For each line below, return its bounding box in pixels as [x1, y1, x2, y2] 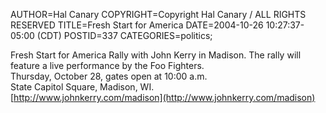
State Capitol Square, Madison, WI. [10, 81, 155, 93]
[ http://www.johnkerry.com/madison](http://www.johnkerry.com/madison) [10, 92, 316, 103]
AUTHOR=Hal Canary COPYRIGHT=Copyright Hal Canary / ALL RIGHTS [10, 9, 307, 20]
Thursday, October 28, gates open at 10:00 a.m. [10, 70, 208, 82]
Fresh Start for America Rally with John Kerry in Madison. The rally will [10, 49, 302, 61]
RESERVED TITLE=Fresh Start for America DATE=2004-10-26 [10, 19, 264, 31]
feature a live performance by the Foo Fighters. [10, 60, 205, 71]
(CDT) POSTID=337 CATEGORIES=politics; [36, 30, 213, 41]
